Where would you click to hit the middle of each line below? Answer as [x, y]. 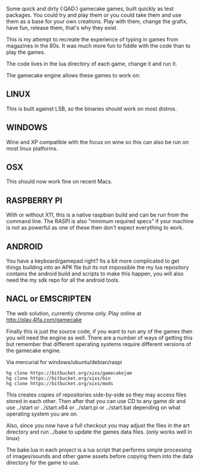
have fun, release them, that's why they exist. [62, 28]
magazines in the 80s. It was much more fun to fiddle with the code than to [99, 46]
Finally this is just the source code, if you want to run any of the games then [99, 331]
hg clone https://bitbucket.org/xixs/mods [60, 383]
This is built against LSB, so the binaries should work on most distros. [92, 109]
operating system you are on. [42, 414]
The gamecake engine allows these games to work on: [73, 75]
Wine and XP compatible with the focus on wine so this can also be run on [98, 142]
